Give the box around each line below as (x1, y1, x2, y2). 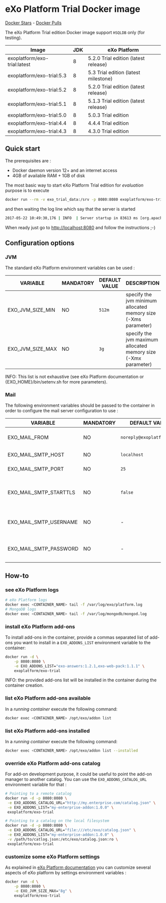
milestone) (88, 75, 113, 82)
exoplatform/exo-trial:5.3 (7, 72, 67, 79)
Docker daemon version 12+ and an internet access (12, 167, 118, 173)
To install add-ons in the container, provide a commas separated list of (5, 634, 149, 640)
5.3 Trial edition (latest (88, 69, 140, 76)
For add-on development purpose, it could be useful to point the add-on (5, 771, 152, 777)
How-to (5, 571, 29, 580)
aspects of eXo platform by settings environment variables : (5, 870, 127, 876)
